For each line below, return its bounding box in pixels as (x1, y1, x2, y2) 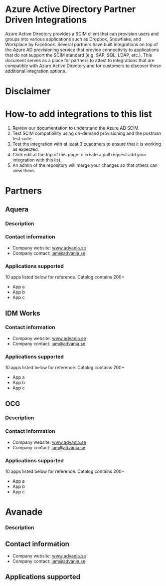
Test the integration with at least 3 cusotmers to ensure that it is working (12, 141, 161, 147)
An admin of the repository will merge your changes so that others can (12, 162, 158, 168)
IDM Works (5, 309, 41, 318)
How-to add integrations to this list (5, 109, 152, 120)
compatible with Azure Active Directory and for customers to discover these (5, 63, 162, 69)
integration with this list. (12, 157, 62, 163)
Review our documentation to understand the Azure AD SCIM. (12, 125, 140, 131)
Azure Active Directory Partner (5, 4, 136, 15)
